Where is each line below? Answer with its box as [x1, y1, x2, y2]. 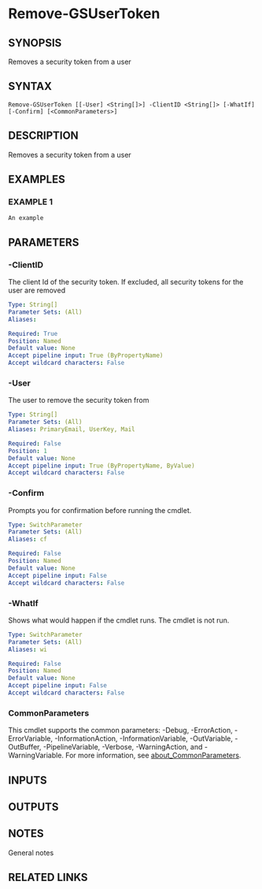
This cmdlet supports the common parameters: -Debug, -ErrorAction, [8, 726, 234, 735]
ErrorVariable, [8, 734, 54, 743]
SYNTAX [8, 80, 53, 93]
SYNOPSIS [8, 36, 62, 50]
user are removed [8, 285, 65, 295]
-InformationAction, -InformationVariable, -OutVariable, [54, 734, 234, 743]
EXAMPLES [8, 173, 65, 186]
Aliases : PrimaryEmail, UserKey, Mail [8, 426, 135, 433]
